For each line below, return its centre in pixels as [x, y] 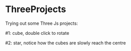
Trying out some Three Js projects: [42, 23]
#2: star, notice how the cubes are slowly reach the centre [65, 43]
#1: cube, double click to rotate [37, 33]
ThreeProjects [36, 9]
